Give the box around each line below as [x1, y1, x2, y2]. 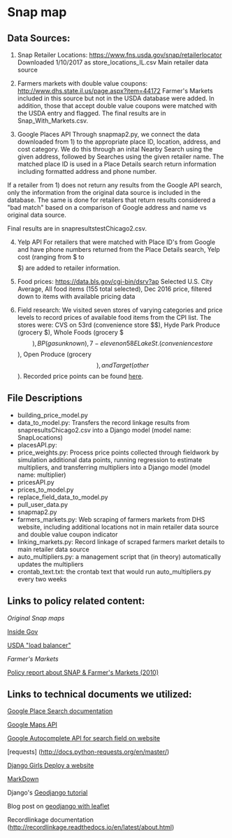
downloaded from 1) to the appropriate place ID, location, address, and [17, 137, 221, 146]
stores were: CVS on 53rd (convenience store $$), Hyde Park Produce [17, 320, 220, 329]
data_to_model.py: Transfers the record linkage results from [17, 418, 190, 426]
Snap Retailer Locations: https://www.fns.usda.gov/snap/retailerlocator [17, 50, 222, 59]
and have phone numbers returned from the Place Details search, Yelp [17, 245, 220, 253]
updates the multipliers [17, 560, 84, 568]
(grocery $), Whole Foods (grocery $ [17, 328, 124, 337]
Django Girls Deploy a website [7, 762, 94, 770]
